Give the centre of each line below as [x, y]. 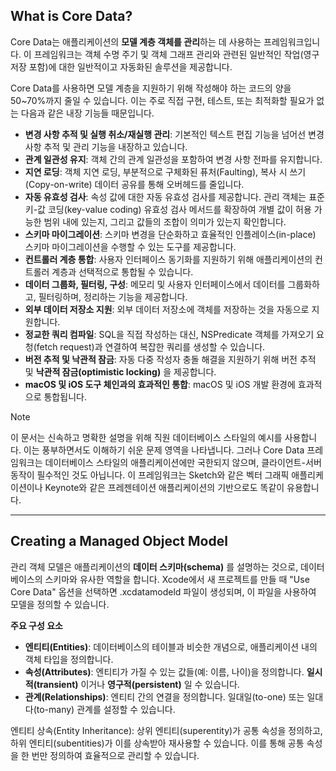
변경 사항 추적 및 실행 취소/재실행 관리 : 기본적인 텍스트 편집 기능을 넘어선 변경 [174, 134]
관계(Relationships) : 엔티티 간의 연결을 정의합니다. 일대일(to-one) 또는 [164, 696]
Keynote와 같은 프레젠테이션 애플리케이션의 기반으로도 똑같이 [164, 487]
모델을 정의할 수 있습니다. [60, 604]
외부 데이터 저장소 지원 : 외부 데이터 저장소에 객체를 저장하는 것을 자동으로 [167, 309]
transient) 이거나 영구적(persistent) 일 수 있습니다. [138, 684]
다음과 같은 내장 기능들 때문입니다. [87, 113]
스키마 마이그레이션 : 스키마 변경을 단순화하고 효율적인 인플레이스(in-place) [170, 234]
